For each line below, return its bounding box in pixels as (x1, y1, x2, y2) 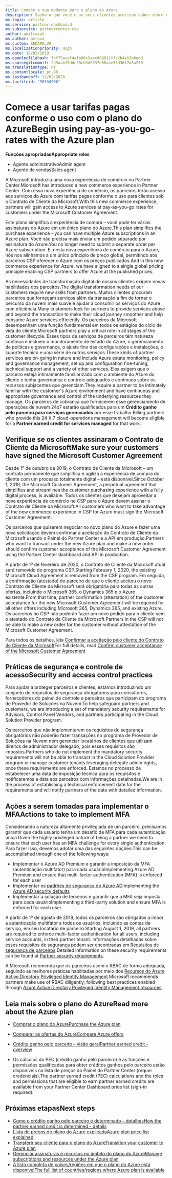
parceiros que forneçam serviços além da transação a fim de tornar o (5, 294, 152, 301)
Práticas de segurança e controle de (5, 662, 123, 671)
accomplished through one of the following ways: (5, 851, 110, 857)
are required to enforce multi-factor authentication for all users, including (5, 931, 160, 937)
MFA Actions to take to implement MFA (5, 810, 130, 819)
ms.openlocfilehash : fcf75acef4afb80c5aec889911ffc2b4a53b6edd (5, 55, 143, 61)
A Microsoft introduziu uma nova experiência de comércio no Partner (5, 176, 151, 182)
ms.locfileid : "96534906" (5, 79, 60, 84)
